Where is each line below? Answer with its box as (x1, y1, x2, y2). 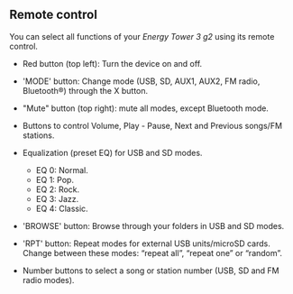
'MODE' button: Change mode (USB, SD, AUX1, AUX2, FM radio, (22, 76, 261, 87)
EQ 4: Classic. (35, 203, 88, 214)
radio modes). (22, 274, 75, 285)
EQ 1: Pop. (35, 174, 75, 185)
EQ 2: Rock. (35, 184, 80, 195)
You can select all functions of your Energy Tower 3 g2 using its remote (9, 31, 275, 41)
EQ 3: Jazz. (35, 193, 79, 204)
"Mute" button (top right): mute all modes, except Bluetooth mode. (22, 103, 269, 114)
